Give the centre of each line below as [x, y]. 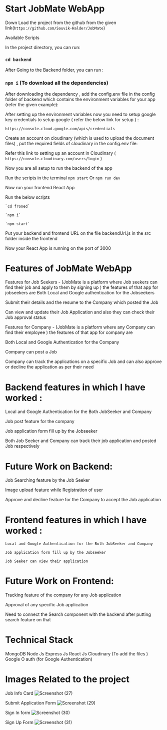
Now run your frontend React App [40, 187]
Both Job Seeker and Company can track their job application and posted [81, 441]
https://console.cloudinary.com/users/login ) [54, 158]
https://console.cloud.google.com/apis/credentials [60, 129]
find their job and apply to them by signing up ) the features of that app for [82, 287]
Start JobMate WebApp [55, 9]
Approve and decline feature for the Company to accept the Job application [83, 500]
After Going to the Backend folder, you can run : [54, 70]
